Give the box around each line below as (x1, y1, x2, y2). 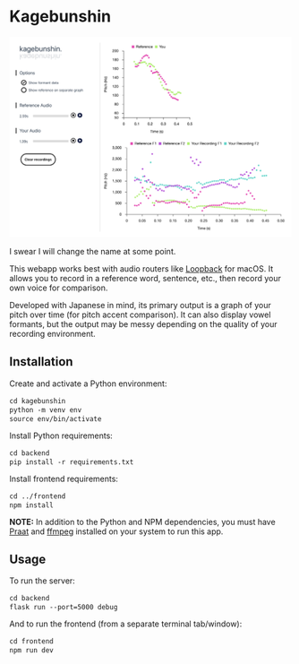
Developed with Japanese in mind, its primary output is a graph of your (9, 299, 271, 310)
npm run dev (9, 646, 54, 655)
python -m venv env (9, 405, 82, 414)
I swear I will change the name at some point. (9, 246, 176, 256)
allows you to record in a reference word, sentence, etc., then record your (9, 272, 282, 283)
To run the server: (9, 575, 76, 586)
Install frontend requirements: (9, 473, 119, 484)
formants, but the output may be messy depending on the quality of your (9, 318, 278, 329)
